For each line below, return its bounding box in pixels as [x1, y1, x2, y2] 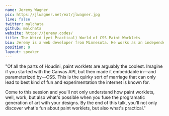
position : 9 [5, 45, 30, 50]
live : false [5, 17, 30, 22]
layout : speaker [5, 49, 39, 54]
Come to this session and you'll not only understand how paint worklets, [5, 89, 155, 95]
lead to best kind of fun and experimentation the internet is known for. [5, 79, 150, 85]
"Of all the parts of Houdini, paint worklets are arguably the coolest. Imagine [5, 63, 163, 69]
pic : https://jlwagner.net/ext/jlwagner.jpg [5, 12, 100, 17]
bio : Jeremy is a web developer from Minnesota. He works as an [5, 40, 143, 45]
